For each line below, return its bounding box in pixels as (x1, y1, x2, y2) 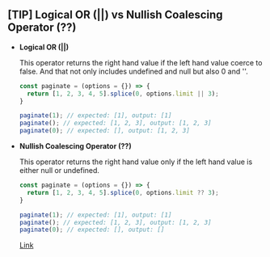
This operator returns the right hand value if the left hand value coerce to (19, 57, 263, 67)
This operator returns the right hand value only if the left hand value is (19, 157, 253, 166)
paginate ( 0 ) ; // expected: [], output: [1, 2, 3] (19, 127, 191, 135)
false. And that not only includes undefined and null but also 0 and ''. (19, 66, 248, 76)
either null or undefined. (19, 166, 100, 175)
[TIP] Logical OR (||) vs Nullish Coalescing (7, 8, 223, 22)
